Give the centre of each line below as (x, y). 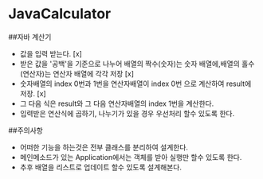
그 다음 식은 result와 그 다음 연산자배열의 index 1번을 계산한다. (117, 103)
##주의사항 (26, 130)
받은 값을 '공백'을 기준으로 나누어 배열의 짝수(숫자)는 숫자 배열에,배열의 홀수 (137, 64)
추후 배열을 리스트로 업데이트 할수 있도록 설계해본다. (100, 167)
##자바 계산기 (30, 37)
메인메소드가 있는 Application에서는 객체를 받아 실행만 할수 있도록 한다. (131, 157)
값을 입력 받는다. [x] (51, 53)
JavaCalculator (60, 14)
